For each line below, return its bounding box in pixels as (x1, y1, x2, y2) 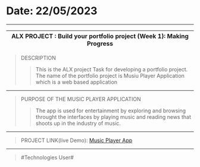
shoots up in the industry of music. (35, 119, 121, 127)
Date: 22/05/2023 (6, 4, 98, 18)
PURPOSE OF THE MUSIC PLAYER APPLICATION (20, 95, 141, 102)
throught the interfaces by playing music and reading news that (35, 113, 192, 120)
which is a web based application (35, 78, 118, 86)
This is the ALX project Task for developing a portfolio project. (35, 65, 188, 73)
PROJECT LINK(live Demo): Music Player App (20, 137, 133, 144)
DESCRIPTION (20, 54, 57, 61)
